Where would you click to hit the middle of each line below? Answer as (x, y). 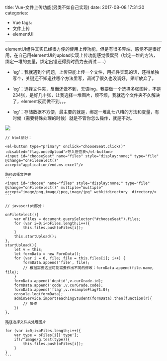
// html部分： (19, 138)
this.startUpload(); (35, 237)
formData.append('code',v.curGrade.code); (59, 285)
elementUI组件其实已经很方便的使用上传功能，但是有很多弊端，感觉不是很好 (83, 49)
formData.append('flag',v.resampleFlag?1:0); (62, 290)
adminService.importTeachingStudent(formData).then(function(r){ (83, 298)
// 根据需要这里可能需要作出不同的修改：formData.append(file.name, (88, 268)
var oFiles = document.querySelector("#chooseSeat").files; (78, 219)
